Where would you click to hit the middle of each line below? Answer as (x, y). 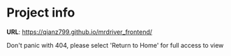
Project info (41, 13)
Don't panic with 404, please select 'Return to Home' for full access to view (115, 45)
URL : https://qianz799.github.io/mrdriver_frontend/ (80, 32)
